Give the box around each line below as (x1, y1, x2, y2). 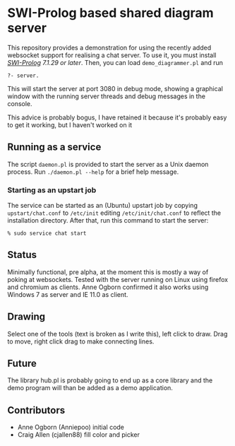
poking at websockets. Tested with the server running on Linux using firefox (7, 275, 228, 283)
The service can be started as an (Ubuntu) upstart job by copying (7, 201, 198, 210)
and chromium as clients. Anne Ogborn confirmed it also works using (7, 283, 209, 291)
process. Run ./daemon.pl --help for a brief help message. (7, 168, 179, 176)
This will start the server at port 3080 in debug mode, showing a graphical (7, 84, 224, 93)
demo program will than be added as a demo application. (7, 384, 173, 392)
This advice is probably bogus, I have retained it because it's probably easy (7, 113, 227, 122)
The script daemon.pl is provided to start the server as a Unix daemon (7, 160, 209, 168)
